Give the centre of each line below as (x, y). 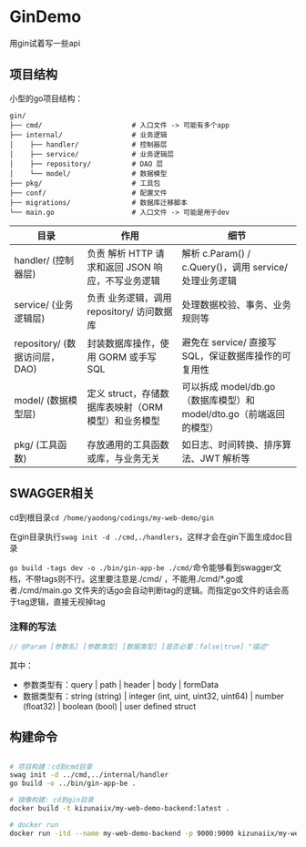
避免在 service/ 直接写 (229, 342)
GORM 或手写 (127, 357)
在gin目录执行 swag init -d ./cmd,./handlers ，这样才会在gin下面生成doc (147, 536)
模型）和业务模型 (124, 421)
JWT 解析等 (225, 458)
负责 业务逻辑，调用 (129, 298)
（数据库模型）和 (218, 400)
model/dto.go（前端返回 (233, 413)
